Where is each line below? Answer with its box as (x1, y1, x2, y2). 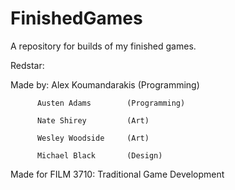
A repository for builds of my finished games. (10, 40, 197, 52)
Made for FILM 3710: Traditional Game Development (10, 168, 225, 180)
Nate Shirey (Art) (36, 115, 150, 126)
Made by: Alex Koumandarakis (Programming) (10, 78, 200, 91)
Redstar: (10, 59, 45, 71)
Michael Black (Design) (36, 150, 163, 161)
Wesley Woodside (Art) (36, 133, 150, 143)
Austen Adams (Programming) (36, 98, 186, 108)
